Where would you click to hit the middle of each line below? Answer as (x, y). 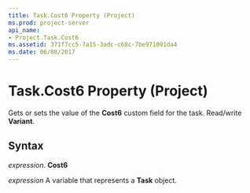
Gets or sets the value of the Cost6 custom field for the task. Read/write (125, 113)
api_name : (24, 30)
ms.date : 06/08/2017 (42, 52)
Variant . (22, 121)
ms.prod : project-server (49, 23)
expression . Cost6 (38, 165)
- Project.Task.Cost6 (44, 37)
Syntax (26, 146)
